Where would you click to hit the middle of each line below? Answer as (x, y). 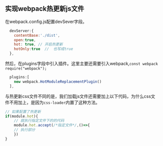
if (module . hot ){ (22, 116)
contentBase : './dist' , (37, 35)
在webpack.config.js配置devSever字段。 (46, 22)
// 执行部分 (24, 130)
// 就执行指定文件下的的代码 (39, 121)
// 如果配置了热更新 (23, 112)
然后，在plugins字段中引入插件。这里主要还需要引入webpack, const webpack (81, 64)
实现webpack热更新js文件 (45, 9)
